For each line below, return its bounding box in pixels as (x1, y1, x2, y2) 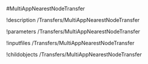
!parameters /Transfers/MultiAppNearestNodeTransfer (6, 28, 141, 35)
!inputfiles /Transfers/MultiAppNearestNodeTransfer (6, 40, 135, 46)
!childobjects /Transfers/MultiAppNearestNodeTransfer (6, 51, 142, 58)
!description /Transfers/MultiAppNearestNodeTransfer (6, 17, 140, 23)
